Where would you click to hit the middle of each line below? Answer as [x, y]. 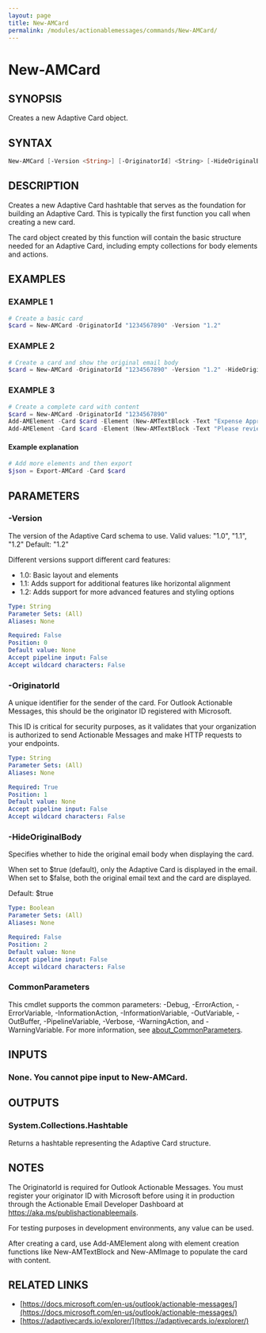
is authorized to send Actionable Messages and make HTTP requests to [125, 735]
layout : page [30, 15]
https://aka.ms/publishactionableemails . [73, 1212]
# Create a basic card [46, 319]
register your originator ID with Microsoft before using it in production [122, 1196]
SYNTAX [30, 143]
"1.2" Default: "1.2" [39, 544]
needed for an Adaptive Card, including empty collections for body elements [133, 245]
